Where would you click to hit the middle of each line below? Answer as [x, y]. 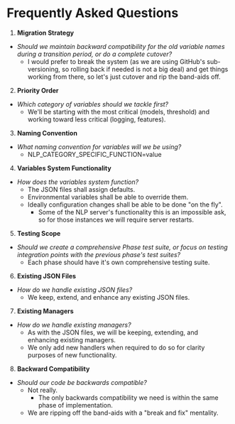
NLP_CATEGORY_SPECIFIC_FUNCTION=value [95, 154]
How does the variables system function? [78, 182]
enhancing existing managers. [72, 339]
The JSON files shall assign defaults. [81, 189]
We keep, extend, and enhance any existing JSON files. [109, 297]
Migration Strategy [45, 33]
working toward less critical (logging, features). [97, 119]
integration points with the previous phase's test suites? [99, 254]
